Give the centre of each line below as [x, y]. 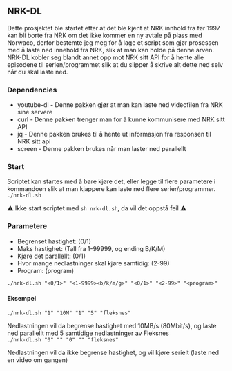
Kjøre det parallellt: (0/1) [51, 256]
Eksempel [22, 299]
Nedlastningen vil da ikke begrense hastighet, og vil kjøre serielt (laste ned [113, 352]
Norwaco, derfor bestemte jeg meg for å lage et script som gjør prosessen [113, 42]
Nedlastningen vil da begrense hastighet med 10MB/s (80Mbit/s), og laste [112, 325]
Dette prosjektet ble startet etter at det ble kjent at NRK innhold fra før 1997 [114, 28]
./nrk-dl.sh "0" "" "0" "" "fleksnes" [63, 340]
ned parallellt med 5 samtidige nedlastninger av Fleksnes [88, 333]
